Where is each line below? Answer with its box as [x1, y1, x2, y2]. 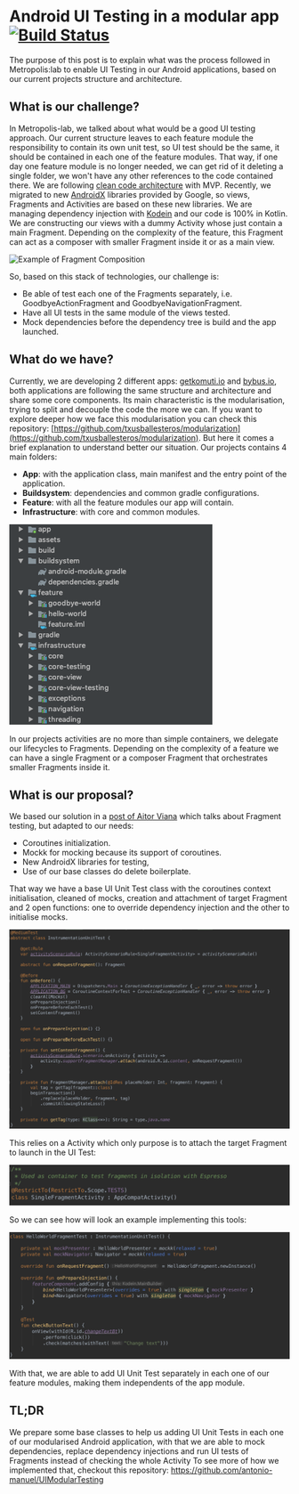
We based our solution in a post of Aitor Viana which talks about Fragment [9, 811, 282, 822]
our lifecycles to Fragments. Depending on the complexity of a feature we [9, 743, 279, 753]
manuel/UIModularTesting [9, 1474, 104, 1484]
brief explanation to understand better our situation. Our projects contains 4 [9, 442, 287, 452]
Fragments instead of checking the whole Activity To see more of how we [9, 1455, 279, 1466]
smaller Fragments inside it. [9, 761, 110, 772]
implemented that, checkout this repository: [9, 1465, 169, 1475]
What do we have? [9, 352, 114, 367]
